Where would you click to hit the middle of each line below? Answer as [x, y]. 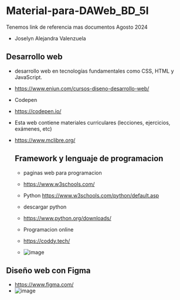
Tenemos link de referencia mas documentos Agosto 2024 [77, 27]
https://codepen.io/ [38, 111]
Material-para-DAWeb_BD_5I [77, 11]
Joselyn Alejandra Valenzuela [50, 38]
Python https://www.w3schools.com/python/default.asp [91, 195]
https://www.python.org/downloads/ [67, 218]
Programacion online [48, 229]
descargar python [45, 207]
